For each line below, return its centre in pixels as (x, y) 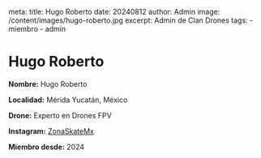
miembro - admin (37, 29)
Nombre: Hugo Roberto (48, 83)
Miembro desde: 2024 (47, 147)
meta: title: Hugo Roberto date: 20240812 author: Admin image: (114, 12)
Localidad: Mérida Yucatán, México (68, 100)
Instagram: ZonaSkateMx (51, 131)
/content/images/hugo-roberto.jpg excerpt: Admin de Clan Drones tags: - (131, 20)
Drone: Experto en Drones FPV (60, 115)
